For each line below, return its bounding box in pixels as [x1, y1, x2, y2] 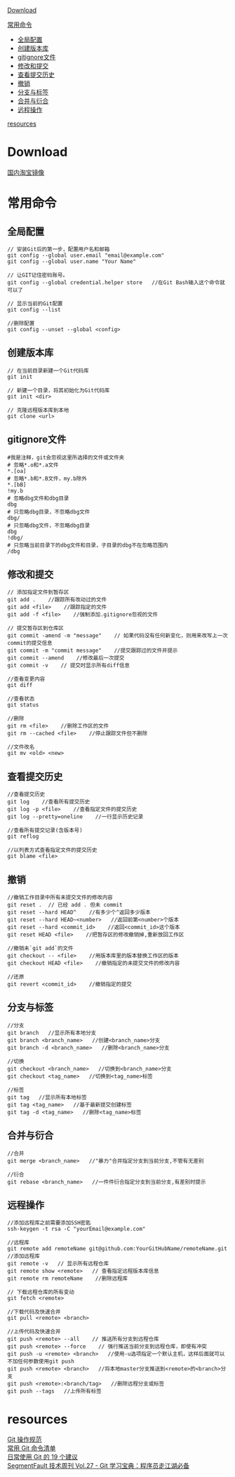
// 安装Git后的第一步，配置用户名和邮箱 [7, 246, 110, 253]
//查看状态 [7, 695, 35, 702]
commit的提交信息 [7, 640, 53, 647]
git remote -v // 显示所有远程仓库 [7, 1260, 109, 1267]
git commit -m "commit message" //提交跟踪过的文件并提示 [7, 647, 178, 655]
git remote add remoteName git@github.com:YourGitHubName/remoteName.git [7, 1245, 228, 1252]
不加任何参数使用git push [7, 1358, 75, 1365]
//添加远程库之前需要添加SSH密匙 [7, 1219, 91, 1227]
